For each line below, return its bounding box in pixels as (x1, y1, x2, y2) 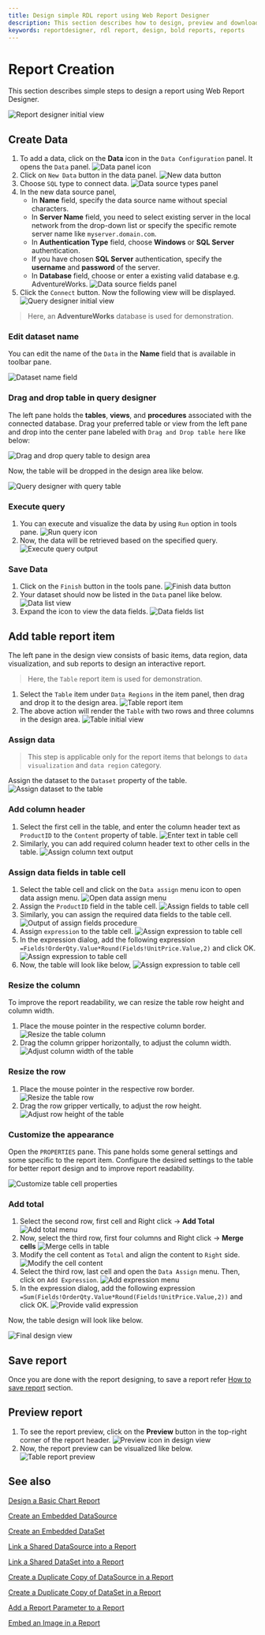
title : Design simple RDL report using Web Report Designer (8, 11, 211, 20)
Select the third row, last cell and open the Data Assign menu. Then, (19, 1267, 241, 1276)
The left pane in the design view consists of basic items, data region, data (8, 651, 248, 660)
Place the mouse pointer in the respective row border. (19, 1084, 195, 1093)
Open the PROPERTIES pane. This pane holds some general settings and (8, 1147, 238, 1156)
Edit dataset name (8, 331, 80, 342)
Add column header (8, 804, 85, 815)
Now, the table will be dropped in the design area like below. (8, 466, 203, 476)
